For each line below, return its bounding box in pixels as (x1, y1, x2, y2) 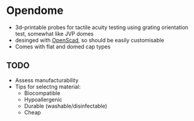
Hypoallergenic (24, 96, 62, 103)
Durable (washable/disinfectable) (24, 102, 107, 110)
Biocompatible (24, 89, 61, 97)
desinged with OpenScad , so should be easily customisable (15, 36, 165, 44)
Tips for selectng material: (15, 83, 81, 90)
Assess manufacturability (15, 76, 79, 83)
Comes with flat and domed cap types (15, 43, 111, 50)
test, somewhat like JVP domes (15, 30, 94, 37)
